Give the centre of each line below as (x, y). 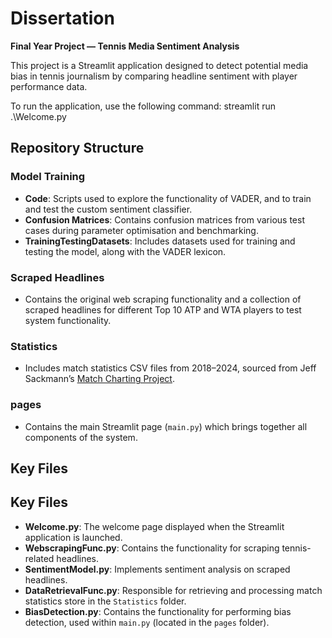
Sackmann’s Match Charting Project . (99, 379)
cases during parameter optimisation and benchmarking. (141, 230)
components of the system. (81, 437)
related (39, 558)
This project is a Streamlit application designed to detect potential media (159, 65)
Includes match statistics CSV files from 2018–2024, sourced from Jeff (170, 368)
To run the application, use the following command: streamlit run (143, 106)
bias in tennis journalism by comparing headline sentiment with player (154, 76)
